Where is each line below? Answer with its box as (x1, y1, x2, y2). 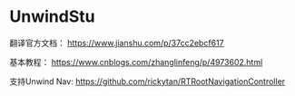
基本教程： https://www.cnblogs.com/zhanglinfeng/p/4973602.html (9, 56, 263, 67)
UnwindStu (9, 6, 95, 27)
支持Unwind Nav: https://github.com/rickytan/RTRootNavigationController (9, 75, 286, 87)
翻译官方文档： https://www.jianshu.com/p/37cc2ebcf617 (9, 37, 224, 48)
